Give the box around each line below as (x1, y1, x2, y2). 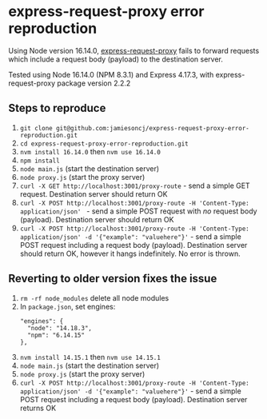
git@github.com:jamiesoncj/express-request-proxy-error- (55, 124, 249, 132)
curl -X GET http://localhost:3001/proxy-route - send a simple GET (19, 181, 250, 190)
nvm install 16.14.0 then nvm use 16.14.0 (19, 146, 161, 156)
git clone (19, 124, 54, 132)
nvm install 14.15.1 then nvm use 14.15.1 (19, 352, 161, 361)
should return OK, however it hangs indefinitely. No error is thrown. (19, 249, 241, 258)
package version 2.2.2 (57, 78, 131, 88)
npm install (19, 157, 60, 165)
